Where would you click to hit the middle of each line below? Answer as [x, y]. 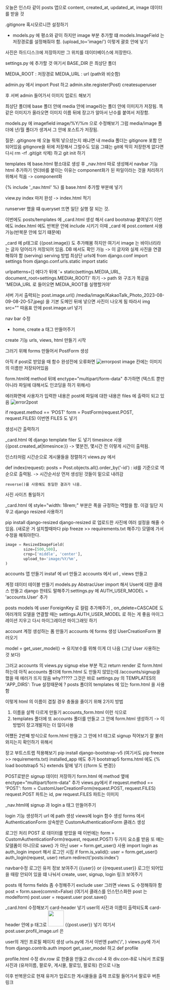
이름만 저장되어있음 [30, 368]
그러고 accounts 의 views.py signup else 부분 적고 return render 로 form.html [84, 665]
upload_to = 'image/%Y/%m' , [51, 559]
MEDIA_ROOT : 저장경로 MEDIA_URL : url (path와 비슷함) [63, 74]
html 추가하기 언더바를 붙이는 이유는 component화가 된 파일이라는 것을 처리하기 [84, 170]
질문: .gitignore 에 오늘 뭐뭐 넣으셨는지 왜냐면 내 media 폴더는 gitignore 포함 [81, 140]
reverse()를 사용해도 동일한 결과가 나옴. [44, 485]
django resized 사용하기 [39, 511]
